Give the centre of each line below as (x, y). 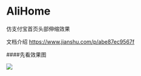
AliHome (28, 11)
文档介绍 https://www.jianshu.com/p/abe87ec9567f (70, 41)
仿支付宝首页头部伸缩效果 (38, 29)
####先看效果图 (26, 54)
